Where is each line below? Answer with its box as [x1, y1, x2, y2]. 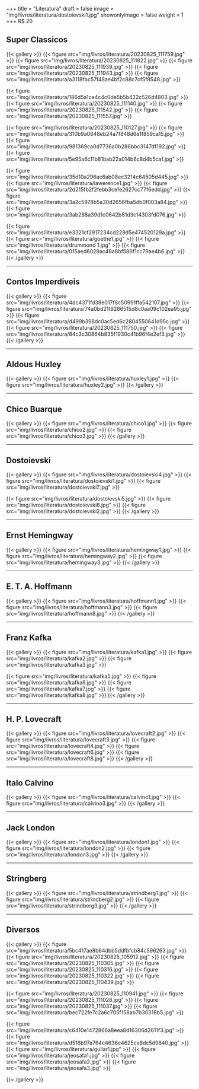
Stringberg [6, 874, 47, 884]
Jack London [6, 823, 55, 833]
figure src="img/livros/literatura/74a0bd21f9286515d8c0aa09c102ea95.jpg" [6, 305, 192, 312]
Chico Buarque [6, 404, 62, 414]
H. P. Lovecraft [6, 714, 62, 724]
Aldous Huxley [6, 359, 62, 370]
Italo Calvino [6, 778, 54, 788]
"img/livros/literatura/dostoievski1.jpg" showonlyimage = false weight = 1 [6, 11, 184, 18]
